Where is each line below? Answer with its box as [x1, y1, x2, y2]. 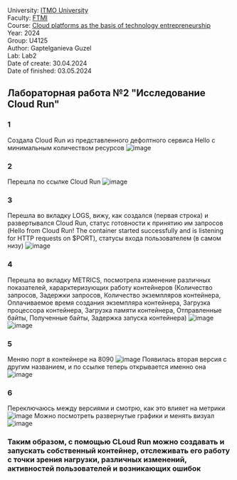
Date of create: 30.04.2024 [7, 59, 88, 67]
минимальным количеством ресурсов [7, 143, 125, 152]
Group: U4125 [7, 36, 48, 45]
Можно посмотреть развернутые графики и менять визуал [34, 412, 215, 420]
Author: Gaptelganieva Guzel [7, 44, 92, 52]
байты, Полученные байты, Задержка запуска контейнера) [7, 313, 187, 322]
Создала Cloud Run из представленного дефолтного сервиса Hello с [7, 135, 216, 145]
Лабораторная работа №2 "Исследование [7, 87, 206, 99]
